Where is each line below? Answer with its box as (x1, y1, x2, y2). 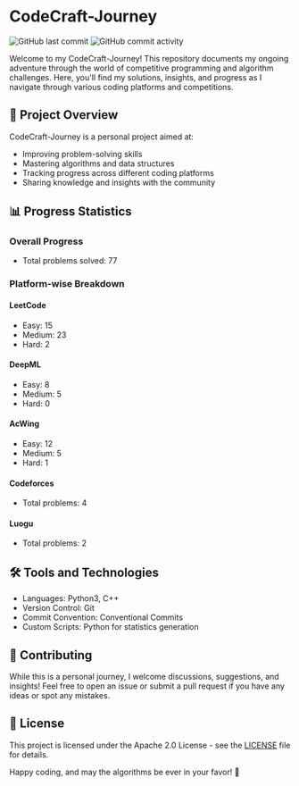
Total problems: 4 (21, 498, 87, 508)
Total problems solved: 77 (21, 255, 118, 266)
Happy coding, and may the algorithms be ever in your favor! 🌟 (9, 766, 240, 777)
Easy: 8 (21, 379, 50, 389)
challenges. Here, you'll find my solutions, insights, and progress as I (9, 71, 262, 82)
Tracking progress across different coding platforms (21, 167, 214, 178)
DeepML (9, 359, 42, 370)
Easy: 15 (21, 320, 54, 330)
